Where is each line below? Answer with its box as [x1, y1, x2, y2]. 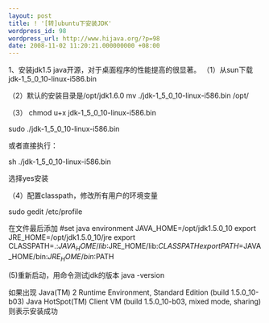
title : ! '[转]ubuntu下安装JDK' [8, 19, 113, 27]
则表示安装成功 [8, 306, 58, 316]
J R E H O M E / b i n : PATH [48, 251, 114, 263]
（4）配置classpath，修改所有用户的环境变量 [8, 191, 159, 200]
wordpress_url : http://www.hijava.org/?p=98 [8, 34, 160, 43]
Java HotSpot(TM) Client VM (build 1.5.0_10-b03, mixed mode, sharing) [26, 296, 262, 306]
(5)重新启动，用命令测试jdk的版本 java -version [8, 270, 165, 279]
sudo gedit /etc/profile [8, 207, 83, 216]
